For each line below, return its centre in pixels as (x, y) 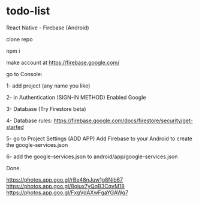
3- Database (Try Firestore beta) (46, 108)
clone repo (19, 39)
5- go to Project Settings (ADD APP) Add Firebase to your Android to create (99, 138)
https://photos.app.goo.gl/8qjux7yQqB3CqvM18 (65, 186)
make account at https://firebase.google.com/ (63, 62)
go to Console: (24, 74)
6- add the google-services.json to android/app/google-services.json (92, 156)
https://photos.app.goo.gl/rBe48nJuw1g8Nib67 (65, 180)
